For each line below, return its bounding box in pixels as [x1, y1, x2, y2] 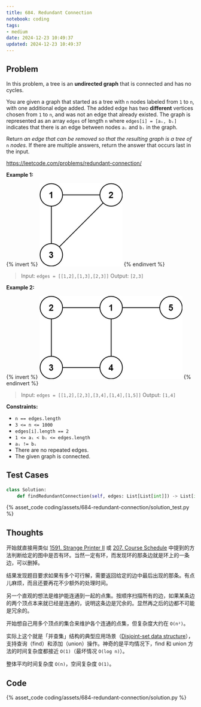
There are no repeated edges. [14, 446, 89, 454]
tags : [6, 22, 20, 28]
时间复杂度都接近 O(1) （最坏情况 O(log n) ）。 [16, 648, 128, 655]
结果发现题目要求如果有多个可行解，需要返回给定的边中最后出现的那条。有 [6, 572, 190, 579]
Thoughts [6, 527, 44, 537]
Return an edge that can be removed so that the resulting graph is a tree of [6, 135, 192, 142]
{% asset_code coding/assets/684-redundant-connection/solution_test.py [6, 504, 190, 511]
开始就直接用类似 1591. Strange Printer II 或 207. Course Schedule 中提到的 [6, 544, 190, 551]
